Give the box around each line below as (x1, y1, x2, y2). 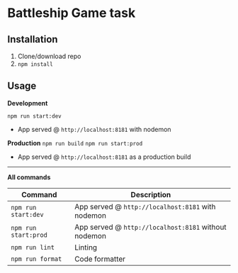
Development (7, 99, 48, 107)
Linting (74, 243, 98, 252)
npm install (17, 61, 53, 68)
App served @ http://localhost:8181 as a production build (17, 152, 191, 161)
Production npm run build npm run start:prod (7, 138, 143, 147)
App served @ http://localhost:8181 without (74, 222, 227, 232)
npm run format (11, 255, 62, 263)
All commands (7, 172, 51, 182)
